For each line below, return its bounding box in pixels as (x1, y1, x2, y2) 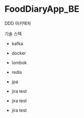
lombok (11, 59, 27, 65)
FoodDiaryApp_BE (4, 3, 80, 15)
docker (11, 50, 26, 56)
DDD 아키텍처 (4, 20, 31, 26)
